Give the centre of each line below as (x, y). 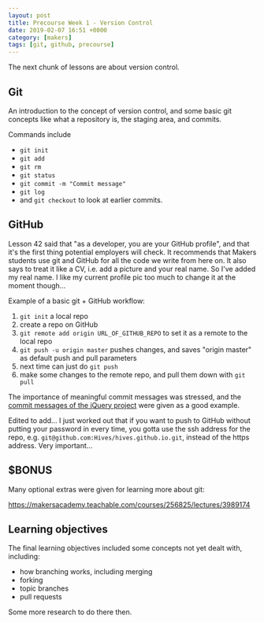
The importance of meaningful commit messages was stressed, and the (125, 397)
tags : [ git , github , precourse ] (61, 45)
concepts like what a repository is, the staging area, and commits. (115, 119)
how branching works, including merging (86, 572)
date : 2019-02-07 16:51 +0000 (58, 30)
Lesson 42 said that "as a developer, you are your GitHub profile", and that (129, 243)
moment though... (37, 285)
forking (31, 580)
